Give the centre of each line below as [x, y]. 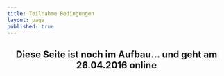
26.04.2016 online [117, 65]
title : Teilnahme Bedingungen [51, 13]
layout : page [26, 20]
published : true [31, 26]
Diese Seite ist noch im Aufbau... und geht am [117, 54]
